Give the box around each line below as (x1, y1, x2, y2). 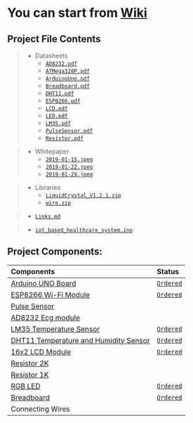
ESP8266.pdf (45, 98, 81, 105)
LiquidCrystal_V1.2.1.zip (45, 192, 121, 199)
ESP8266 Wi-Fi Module (11, 289, 91, 299)
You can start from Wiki (7, 5, 147, 21)
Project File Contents (7, 33, 101, 45)
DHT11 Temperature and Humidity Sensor (11, 335, 150, 345)
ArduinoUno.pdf (45, 75, 90, 82)
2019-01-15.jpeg (45, 156, 93, 163)
